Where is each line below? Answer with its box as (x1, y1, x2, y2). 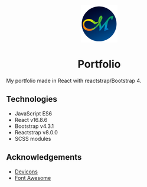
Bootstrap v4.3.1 (14, 122, 54, 130)
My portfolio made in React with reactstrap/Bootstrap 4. (6, 77, 142, 84)
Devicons (14, 168, 38, 175)
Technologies (6, 94, 58, 104)
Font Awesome (14, 174, 51, 181)
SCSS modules (14, 135, 51, 142)
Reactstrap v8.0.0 (14, 128, 58, 136)
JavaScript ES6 (14, 109, 53, 117)
